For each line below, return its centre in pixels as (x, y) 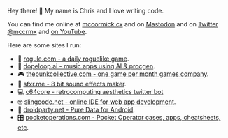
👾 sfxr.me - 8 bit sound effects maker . (72, 84)
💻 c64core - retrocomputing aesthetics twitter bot (90, 92)
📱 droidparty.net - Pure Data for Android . (76, 109)
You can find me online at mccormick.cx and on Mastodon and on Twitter (113, 24)
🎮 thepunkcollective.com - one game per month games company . (113, 74)
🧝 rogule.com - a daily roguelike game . (73, 59)
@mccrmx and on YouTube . (47, 32)
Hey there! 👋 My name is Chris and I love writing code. (86, 11)
